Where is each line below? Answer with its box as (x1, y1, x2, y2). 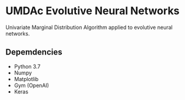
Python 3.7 (14, 63, 41, 70)
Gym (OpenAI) (14, 82, 49, 89)
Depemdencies (5, 47, 62, 57)
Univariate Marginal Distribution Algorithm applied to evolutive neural (5, 24, 173, 31)
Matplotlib (14, 75, 39, 82)
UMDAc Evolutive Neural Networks (5, 4, 180, 18)
